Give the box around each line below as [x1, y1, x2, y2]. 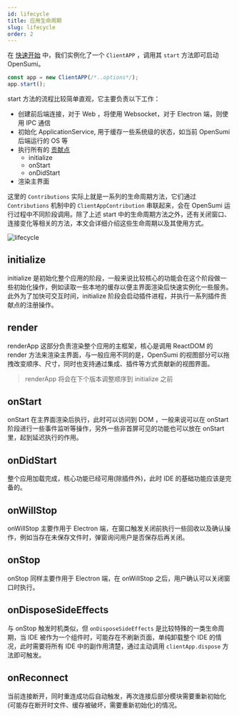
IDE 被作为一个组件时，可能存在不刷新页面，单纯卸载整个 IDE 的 [27, 632, 216, 641]
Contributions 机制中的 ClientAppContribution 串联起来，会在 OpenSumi [7, 201, 223, 209]
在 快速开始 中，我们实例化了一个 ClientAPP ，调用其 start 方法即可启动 [7, 51, 219, 59]
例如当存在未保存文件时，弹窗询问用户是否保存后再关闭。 [19, 533, 189, 542]
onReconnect [7, 672, 68, 684]
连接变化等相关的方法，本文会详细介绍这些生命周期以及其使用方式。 [7, 219, 208, 227]
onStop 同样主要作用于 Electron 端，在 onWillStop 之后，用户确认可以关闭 [7, 574, 225, 583]
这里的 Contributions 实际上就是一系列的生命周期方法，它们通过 [7, 192, 196, 201]
